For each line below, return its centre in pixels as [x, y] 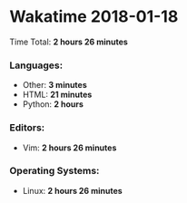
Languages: [36, 65]
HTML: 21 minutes [57, 95]
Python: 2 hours [53, 104]
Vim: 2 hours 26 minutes [69, 148]
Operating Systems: [54, 171]
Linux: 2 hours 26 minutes [72, 190]
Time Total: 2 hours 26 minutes [69, 42]
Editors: [27, 128]
